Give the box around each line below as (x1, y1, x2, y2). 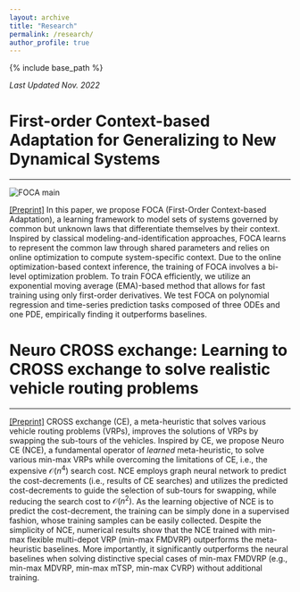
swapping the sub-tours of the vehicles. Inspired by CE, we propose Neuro (9, 436, 285, 446)
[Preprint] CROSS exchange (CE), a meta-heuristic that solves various (9, 417, 266, 427)
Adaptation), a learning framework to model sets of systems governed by (9, 214, 279, 224)
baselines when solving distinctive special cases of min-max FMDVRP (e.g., (9, 554, 288, 564)
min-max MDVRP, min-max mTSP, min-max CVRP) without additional (9, 562, 263, 573)
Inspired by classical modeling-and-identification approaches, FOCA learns (9, 233, 287, 244)
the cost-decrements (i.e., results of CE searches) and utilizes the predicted (9, 475, 288, 486)
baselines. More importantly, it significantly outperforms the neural (43, 544, 288, 554)
